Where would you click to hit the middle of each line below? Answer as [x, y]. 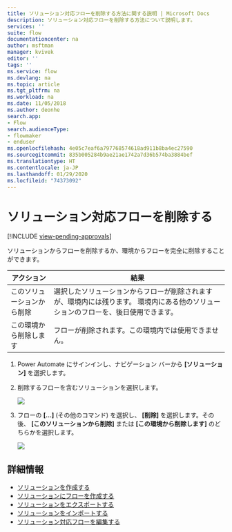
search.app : [24, 116]
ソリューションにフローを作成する [66, 496]
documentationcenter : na [43, 39]
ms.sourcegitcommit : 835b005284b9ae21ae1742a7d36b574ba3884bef [100, 155]
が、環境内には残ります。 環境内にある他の [123, 302]
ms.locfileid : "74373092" [44, 180]
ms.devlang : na [29, 78]
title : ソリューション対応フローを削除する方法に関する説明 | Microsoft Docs [108, 13]
